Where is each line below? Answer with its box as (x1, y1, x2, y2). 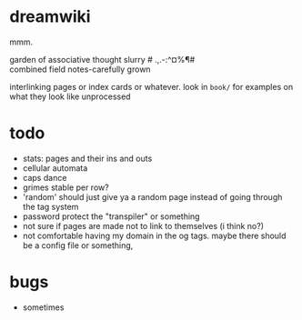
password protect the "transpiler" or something (22, 211, 200, 222)
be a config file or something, (22, 239, 134, 251)
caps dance (22, 172, 67, 183)
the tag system (22, 201, 79, 212)
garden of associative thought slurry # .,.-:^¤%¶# (9, 54, 196, 65)
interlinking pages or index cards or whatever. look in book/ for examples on (9, 81, 294, 92)
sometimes (22, 302, 65, 313)
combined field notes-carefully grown (9, 64, 152, 75)
